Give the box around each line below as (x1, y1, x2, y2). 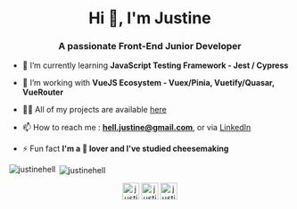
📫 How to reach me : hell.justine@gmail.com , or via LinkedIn (21, 122, 252, 133)
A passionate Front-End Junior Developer (57, 40, 243, 53)
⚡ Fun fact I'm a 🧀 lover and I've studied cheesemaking (21, 143, 229, 155)
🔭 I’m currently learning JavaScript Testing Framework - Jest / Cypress (21, 60, 289, 71)
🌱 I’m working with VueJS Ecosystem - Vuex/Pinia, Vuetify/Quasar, (21, 78, 275, 88)
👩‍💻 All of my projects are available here (21, 104, 167, 115)
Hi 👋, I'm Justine (88, 8, 211, 29)
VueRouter (21, 87, 64, 97)
